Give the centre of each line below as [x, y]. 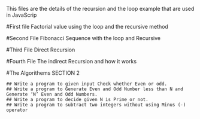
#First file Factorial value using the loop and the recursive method [87, 27]
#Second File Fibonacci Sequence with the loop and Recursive [83, 38]
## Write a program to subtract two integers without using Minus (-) [96, 105]
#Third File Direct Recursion [41, 50]
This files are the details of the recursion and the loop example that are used [100, 9]
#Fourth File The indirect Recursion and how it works [71, 61]
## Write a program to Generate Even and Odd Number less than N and [95, 89]
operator [17, 110]
